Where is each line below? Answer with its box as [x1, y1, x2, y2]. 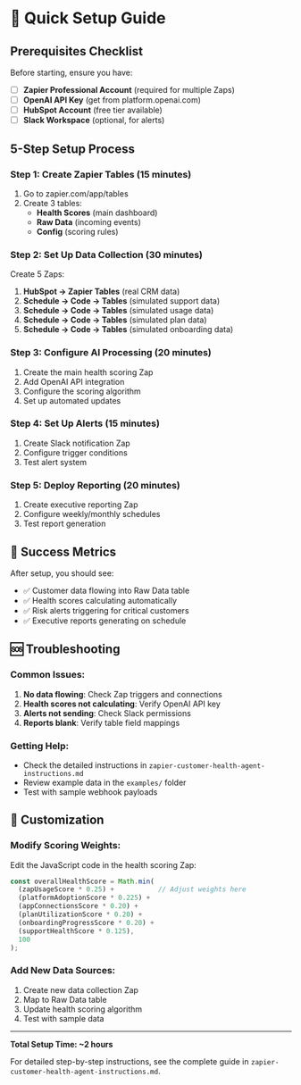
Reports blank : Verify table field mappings [22, 717, 180, 728]
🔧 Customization [10, 813, 105, 828]
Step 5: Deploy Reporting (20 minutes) [10, 479, 181, 491]
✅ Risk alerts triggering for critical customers [22, 605, 190, 615]
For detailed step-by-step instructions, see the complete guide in [10, 1056, 249, 1066]
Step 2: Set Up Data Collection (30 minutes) [10, 248, 204, 261]
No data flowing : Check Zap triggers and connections [22, 689, 222, 699]
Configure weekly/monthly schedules [22, 509, 161, 520]
